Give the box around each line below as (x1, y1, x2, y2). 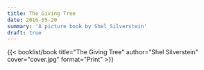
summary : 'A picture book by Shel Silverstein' (7, 23, 148, 30)
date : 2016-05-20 (7, 16, 58, 23)
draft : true (7, 29, 42, 36)
